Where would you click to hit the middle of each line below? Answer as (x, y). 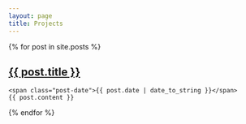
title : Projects (36, 24)
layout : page (30, 16)
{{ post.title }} (45, 72)
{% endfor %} (32, 113)
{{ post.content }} (41, 98)
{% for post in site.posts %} (55, 46)
